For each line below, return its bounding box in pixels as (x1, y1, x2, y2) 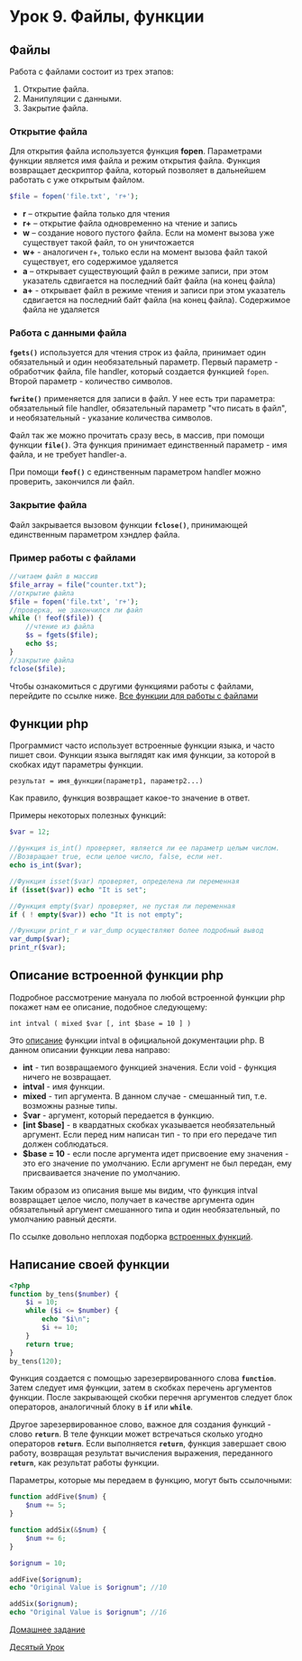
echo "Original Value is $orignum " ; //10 (9, 1583, 168, 1592)
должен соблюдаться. (22, 1139, 109, 1149)
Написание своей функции (9, 1257, 169, 1273)
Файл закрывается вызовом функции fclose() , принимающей (9, 519, 248, 530)
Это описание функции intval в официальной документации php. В (9, 1035, 265, 1046)
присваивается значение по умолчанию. (22, 1167, 180, 1178)
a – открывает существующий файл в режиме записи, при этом (22, 266, 269, 277)
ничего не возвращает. (22, 1071, 112, 1082)
